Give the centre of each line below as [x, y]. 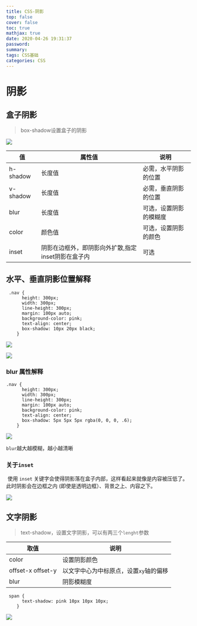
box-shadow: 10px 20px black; [58, 329]
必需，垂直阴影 [164, 188]
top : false [19, 17]
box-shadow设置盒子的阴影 [53, 130]
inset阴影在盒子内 [65, 256]
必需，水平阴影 [164, 168]
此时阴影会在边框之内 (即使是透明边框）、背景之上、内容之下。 [81, 486]
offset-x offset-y [33, 570]
